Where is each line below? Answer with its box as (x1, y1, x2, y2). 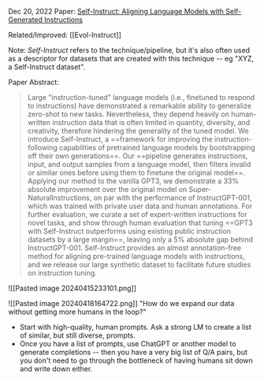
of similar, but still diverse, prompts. (19, 330, 136, 340)
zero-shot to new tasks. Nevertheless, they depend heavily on (27, 109, 230, 119)
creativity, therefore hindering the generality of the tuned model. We (27, 126, 250, 135)
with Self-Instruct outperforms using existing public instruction (27, 227, 231, 235)
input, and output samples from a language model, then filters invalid (27, 160, 251, 168)
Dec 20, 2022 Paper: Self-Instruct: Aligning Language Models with (8, 7, 225, 16)
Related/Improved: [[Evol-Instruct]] (8, 31, 122, 39)
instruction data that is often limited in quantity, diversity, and (52, 118, 251, 127)
